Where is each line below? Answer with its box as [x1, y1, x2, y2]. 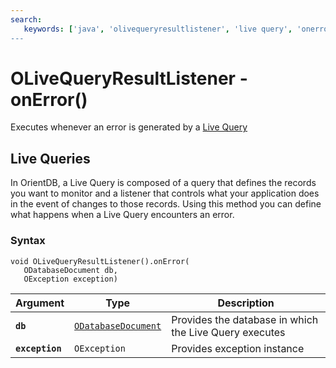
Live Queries [10, 150, 91, 167]
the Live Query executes [171, 325, 286, 339]
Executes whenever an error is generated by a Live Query [10, 121, 248, 133]
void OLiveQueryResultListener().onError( [10, 256, 190, 266]
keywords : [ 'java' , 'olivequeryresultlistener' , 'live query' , [23, 24, 293, 34]
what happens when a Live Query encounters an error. [10, 209, 235, 221]
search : [10, 14, 43, 25]
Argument [15, 296, 65, 310]
